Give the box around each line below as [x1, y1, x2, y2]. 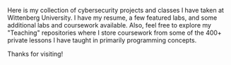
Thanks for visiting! [7, 49, 64, 58]
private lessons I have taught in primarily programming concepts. [7, 36, 197, 45]
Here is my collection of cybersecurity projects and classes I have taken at [7, 6, 225, 14]
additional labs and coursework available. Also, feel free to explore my [7, 21, 212, 29]
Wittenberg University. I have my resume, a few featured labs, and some [7, 13, 218, 22]
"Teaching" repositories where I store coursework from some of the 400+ [7, 28, 223, 37]
